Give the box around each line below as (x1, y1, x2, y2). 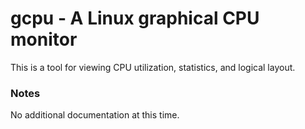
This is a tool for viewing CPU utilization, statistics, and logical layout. (10, 61, 296, 73)
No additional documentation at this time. (10, 109, 180, 121)
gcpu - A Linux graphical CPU (10, 7, 260, 30)
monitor (10, 28, 78, 51)
